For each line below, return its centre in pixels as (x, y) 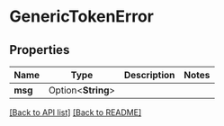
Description (149, 75)
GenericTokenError (82, 17)
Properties (40, 50)
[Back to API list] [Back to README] (76, 112)
